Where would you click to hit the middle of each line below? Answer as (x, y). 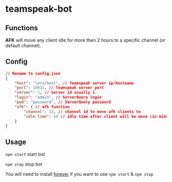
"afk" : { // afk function (42, 107)
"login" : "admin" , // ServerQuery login (58, 97)
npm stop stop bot (24, 164)
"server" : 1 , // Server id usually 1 (55, 93)
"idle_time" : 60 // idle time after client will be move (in (90, 116)
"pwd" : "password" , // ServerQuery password (63, 102)
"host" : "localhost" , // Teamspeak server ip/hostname (74, 83)
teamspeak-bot (39, 9)
